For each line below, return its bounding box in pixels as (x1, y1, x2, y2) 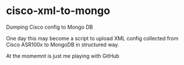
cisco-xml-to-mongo (6, 4, 110, 18)
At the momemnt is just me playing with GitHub (6, 52, 120, 59)
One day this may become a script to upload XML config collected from (6, 35, 179, 42)
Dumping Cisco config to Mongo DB (6, 23, 93, 30)
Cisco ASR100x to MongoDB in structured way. (6, 41, 120, 48)
